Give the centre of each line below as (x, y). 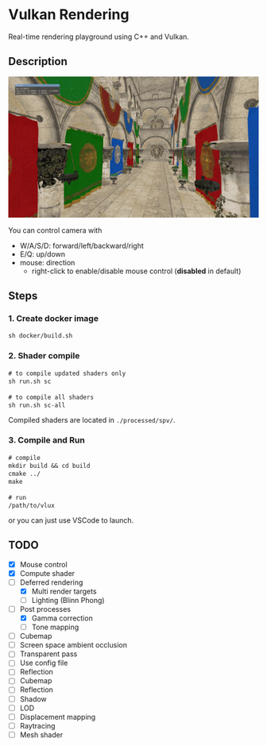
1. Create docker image (54, 318)
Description (38, 62)
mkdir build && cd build (49, 466)
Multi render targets (64, 591)
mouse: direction (47, 262)
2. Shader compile (44, 356)
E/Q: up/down (43, 254)
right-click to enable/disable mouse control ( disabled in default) (136, 271)
